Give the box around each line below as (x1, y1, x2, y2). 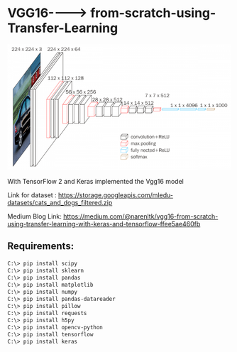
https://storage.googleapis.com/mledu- (57, 190, 174, 199)
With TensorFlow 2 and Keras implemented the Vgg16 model (7, 177, 184, 185)
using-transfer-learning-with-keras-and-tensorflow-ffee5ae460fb (7, 219, 201, 228)
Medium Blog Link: (7, 211, 62, 221)
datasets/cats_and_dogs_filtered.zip (7, 198, 113, 207)
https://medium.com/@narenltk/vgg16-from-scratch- (62, 211, 219, 221)
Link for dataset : (7, 190, 57, 199)
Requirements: (7, 240, 75, 253)
